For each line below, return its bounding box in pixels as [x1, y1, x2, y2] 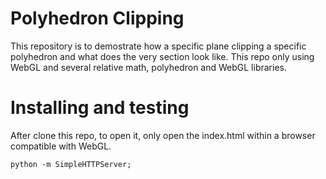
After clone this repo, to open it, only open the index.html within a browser [10, 129, 316, 141]
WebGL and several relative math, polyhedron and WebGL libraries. [10, 61, 287, 73]
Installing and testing [10, 97, 190, 119]
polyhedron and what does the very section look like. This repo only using [10, 50, 315, 62]
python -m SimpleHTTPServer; [10, 159, 132, 169]
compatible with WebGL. [10, 140, 112, 152]
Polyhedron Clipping [10, 7, 185, 30]
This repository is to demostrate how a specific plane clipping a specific [10, 40, 307, 52]
